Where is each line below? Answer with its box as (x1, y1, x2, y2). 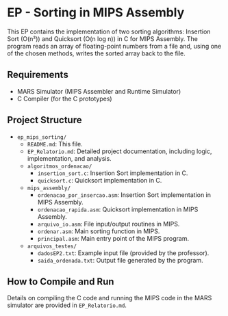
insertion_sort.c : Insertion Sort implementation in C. (37, 169, 188, 177)
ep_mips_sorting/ (16, 133, 67, 141)
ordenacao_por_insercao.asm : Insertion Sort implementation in (37, 190, 211, 199)
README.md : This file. (27, 140, 84, 148)
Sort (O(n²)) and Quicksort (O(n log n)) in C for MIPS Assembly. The (7, 34, 199, 42)
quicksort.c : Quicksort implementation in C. (37, 176, 162, 184)
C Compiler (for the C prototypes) (16, 94, 112, 103)
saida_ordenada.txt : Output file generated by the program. (37, 256, 203, 264)
